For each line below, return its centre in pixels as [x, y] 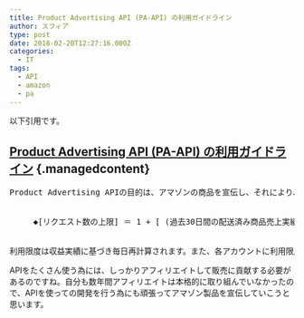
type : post [30, 34]
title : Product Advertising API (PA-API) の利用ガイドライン [121, 18]
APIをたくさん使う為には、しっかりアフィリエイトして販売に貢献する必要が [150, 270]
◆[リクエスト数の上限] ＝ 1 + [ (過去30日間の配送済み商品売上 [158, 222]
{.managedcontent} [93, 169]
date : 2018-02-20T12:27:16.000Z [70, 43]
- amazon [34, 85]
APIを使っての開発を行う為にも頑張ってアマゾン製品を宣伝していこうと [157, 293]
